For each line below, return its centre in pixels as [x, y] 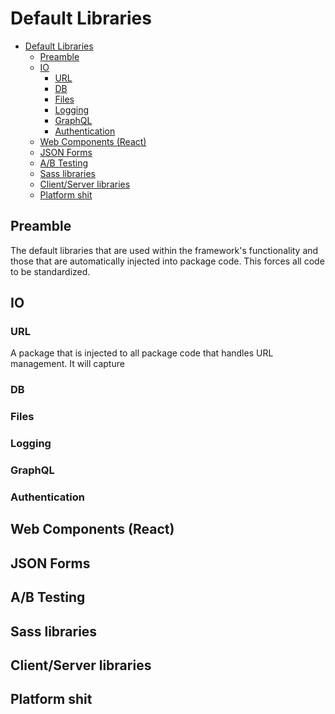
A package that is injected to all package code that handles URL [142, 353]
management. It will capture [67, 364]
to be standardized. [50, 271]
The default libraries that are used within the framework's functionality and [164, 250]
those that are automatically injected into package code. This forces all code [167, 261]
